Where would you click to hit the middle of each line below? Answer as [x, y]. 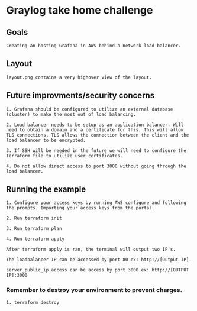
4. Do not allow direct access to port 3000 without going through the [96, 166]
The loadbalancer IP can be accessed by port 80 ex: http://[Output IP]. [99, 260]
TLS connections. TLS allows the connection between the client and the [98, 135]
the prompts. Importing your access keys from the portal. [80, 208]
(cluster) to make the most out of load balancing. [71, 114]
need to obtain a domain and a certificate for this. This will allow [95, 130]
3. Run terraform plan [34, 229]
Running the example [46, 189]
